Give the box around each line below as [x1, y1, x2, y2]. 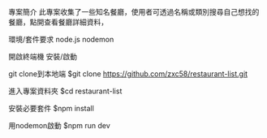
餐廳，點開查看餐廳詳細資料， [8, 17, 108, 27]
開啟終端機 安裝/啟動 [8, 52, 77, 61]
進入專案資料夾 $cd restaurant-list [8, 86, 123, 96]
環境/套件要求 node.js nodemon [8, 35, 114, 44]
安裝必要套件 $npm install [8, 104, 95, 113]
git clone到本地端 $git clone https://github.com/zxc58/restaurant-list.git [8, 69, 248, 79]
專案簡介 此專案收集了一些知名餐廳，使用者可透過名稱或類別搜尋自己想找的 [8, 7, 260, 16]
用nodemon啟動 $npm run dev [8, 121, 111, 130]
